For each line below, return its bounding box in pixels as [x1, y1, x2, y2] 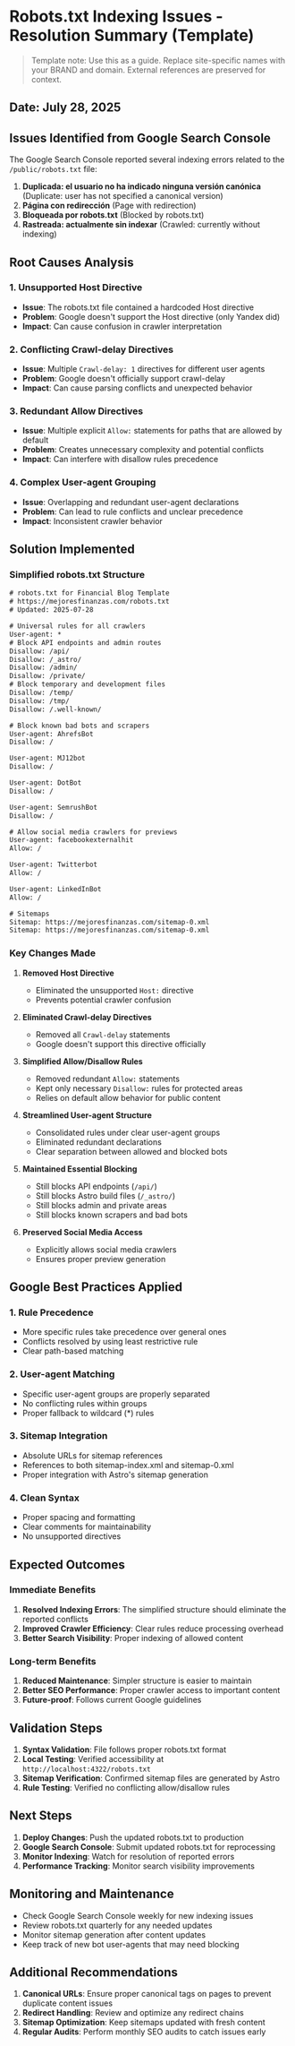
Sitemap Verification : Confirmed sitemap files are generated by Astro [21, 1772, 280, 1784]
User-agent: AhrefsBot [9, 729, 94, 738]
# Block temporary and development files [9, 680, 166, 689]
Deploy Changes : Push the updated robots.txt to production [21, 1832, 244, 1843]
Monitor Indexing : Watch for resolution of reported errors [21, 1851, 235, 1861]
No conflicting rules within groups [21, 1397, 147, 1408]
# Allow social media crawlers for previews [9, 827, 178, 837]
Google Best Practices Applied [9, 1279, 183, 1294]
